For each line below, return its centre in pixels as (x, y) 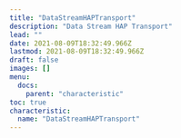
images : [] (30, 69)
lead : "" (26, 34)
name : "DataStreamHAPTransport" (79, 119)
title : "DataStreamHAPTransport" (73, 18)
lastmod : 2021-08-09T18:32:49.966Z (77, 52)
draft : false (34, 60)
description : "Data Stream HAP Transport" (91, 26)
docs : (28, 85)
